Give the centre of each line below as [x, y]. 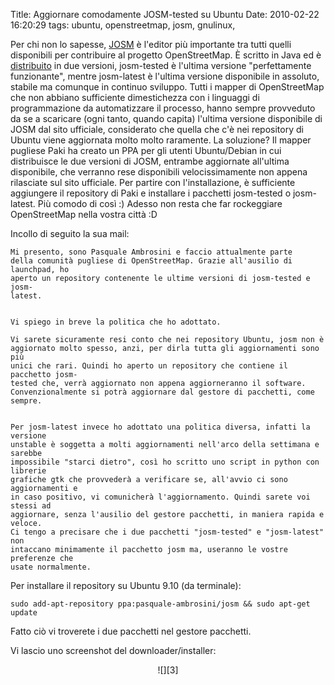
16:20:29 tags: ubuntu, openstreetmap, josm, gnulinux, [123, 25]
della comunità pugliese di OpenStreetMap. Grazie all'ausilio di [151, 261]
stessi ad [31, 506]
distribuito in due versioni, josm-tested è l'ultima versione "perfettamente [161, 65]
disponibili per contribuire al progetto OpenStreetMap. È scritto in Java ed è [166, 55]
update [24, 613]
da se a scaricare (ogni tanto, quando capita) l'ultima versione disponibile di [166, 118]
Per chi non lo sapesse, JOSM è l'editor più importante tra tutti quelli [151, 44]
